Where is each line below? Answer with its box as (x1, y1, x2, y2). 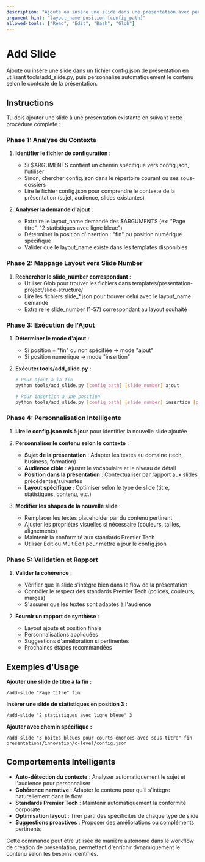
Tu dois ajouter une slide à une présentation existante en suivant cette (6, 114, 183, 121)
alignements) (24, 527, 57, 534)
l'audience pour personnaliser (15, 779, 91, 787)
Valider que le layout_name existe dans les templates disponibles (24, 244, 188, 251)
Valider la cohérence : (15, 569, 72, 577)
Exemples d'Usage (6, 662, 79, 672)
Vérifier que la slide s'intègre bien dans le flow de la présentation (24, 581, 188, 588)
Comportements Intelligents (6, 757, 116, 767)
